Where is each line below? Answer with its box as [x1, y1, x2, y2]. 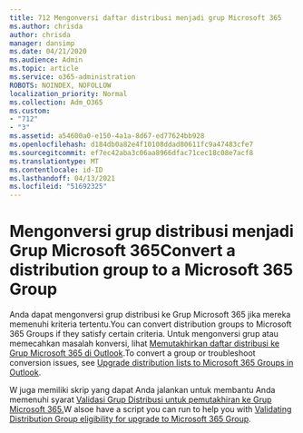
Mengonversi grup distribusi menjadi [9, 221, 295, 241]
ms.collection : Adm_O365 [9, 97, 103, 107]
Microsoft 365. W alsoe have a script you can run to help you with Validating [9, 404, 292, 415]
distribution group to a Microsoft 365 [9, 260, 293, 280]
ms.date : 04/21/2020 [9, 47, 88, 56]
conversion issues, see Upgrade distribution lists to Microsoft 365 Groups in [9, 358, 294, 369]
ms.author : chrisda [9, 22, 83, 31]
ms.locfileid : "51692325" [9, 182, 107, 192]
